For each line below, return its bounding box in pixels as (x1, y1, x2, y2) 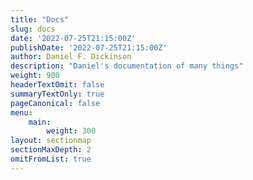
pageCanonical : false (10, 98, 101, 108)
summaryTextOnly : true (10, 89, 105, 99)
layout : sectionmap (10, 136, 92, 146)
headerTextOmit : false (10, 80, 105, 90)
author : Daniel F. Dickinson (10, 52, 132, 62)
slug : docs (10, 24, 56, 34)
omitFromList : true (10, 154, 92, 164)
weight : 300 (46, 126, 97, 136)
